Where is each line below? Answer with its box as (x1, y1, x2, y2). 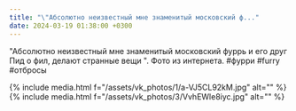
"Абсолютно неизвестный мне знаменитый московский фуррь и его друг (9, 45, 288, 56)
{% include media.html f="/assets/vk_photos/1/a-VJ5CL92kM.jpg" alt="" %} (9, 82, 287, 92)
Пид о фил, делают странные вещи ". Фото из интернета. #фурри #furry (9, 55, 281, 66)
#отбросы (9, 64, 47, 75)
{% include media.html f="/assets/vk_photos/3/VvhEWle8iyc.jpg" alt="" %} (9, 91, 285, 102)
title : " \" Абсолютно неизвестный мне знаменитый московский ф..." (9, 12, 260, 22)
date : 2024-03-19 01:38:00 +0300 (9, 21, 133, 30)
